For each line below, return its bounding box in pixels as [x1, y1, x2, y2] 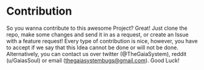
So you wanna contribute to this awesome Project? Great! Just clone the [6, 24, 188, 32]
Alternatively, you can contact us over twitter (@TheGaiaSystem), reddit [6, 50, 187, 57]
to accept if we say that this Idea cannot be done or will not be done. [6, 44, 178, 51]
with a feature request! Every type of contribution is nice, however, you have [6, 37, 198, 44]
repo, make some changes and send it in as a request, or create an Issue [6, 30, 189, 38]
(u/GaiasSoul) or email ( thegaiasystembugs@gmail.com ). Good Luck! [6, 57, 180, 64]
